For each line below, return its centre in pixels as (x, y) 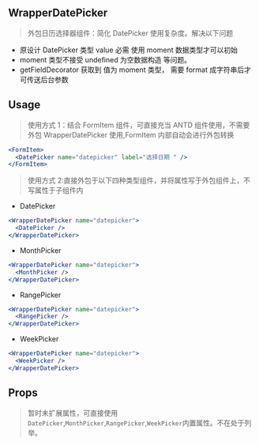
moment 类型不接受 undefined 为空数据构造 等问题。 (105, 59)
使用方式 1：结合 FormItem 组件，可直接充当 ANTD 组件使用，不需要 (139, 125)
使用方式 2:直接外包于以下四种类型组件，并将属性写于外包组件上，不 (139, 180)
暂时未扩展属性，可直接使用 (73, 413)
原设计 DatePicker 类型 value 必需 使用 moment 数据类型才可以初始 (129, 50)
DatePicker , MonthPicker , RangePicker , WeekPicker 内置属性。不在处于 (136, 423)
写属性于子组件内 (55, 190)
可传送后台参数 (44, 79)
